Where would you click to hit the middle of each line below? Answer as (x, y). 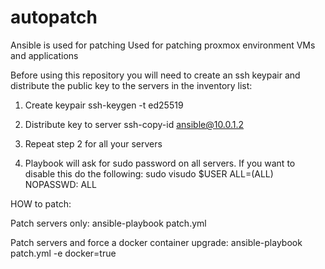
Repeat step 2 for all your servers (93, 143)
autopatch (54, 17)
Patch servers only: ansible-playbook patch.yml (108, 223)
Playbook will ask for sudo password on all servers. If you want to (160, 163)
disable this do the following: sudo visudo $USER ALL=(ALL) (149, 173)
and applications (44, 55)
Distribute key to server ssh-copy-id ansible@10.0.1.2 (134, 124)
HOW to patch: (41, 203)
